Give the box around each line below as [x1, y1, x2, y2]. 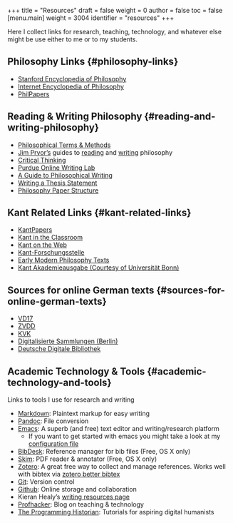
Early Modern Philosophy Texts [17, 256, 110, 265]
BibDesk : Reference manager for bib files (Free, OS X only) [17, 447, 191, 456]
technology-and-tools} [7, 376, 112, 388]
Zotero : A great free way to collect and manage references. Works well [17, 462, 226, 471]
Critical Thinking [17, 156, 66, 164]
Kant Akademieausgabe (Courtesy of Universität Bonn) [17, 263, 180, 272]
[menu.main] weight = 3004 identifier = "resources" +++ [7, 14, 175, 22]
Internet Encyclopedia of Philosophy [17, 82, 125, 91]
